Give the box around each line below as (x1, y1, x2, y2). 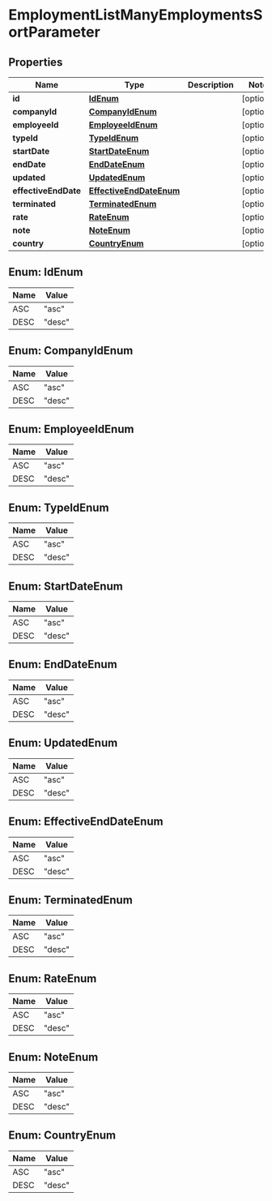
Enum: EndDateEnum (8, 658, 117, 671)
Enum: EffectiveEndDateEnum (8, 815, 164, 829)
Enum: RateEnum (8, 972, 97, 985)
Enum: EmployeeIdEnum (8, 422, 134, 436)
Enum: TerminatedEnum (8, 893, 134, 907)
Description (187, 79, 235, 90)
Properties (8, 55, 63, 69)
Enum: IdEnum (8, 265, 83, 279)
